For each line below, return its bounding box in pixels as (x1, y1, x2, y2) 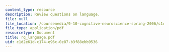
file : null (5, 16, 28, 21)
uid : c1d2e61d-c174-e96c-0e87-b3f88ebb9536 (5, 40, 98, 45)
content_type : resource (5, 7, 55, 12)
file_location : (5, 21, 37, 26)
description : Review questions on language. (5, 12, 100, 17)
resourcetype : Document (5, 30, 55, 35)
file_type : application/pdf (5, 26, 64, 31)
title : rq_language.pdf (5, 35, 55, 40)
